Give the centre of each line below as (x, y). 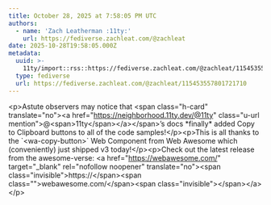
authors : (23, 23)
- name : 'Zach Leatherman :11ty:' (73, 31)
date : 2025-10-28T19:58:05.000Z (63, 46)
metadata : (25, 53)
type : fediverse (43, 76)
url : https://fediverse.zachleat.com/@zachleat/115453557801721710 (131, 83)
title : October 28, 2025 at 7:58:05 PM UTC (83, 16)
